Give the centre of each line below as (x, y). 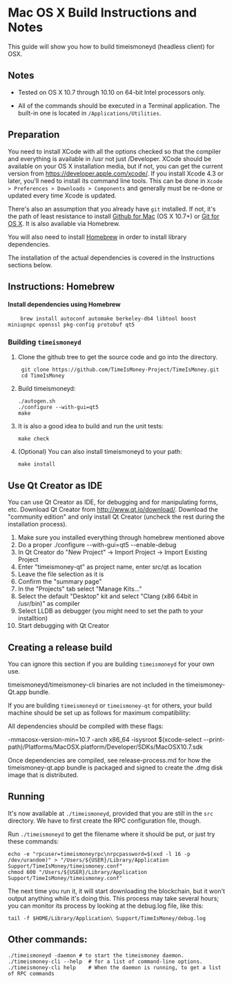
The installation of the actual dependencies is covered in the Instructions (111, 258)
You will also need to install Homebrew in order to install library (97, 237)
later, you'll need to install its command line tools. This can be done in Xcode (115, 180)
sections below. (30, 265)
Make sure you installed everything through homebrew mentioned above (121, 537)
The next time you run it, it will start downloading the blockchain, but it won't (116, 891)
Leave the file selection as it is (61, 574)
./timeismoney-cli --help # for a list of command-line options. (105, 962)
